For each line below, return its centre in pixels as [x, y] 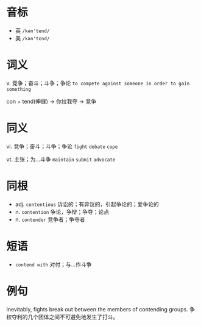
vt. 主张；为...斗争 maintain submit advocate [61, 159]
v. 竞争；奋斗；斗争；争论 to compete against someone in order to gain [98, 83]
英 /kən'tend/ [32, 30]
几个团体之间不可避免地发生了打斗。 [73, 317]
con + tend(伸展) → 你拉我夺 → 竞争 [51, 101]
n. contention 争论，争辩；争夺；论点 [62, 211]
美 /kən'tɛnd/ [32, 38]
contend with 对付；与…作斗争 [53, 264]
